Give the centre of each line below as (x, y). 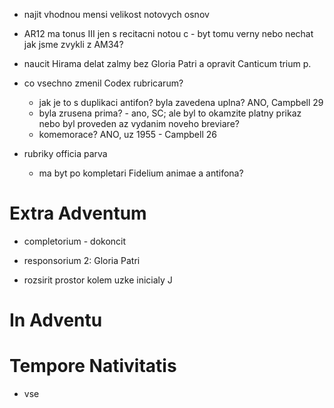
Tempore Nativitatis (93, 366)
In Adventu (56, 320)
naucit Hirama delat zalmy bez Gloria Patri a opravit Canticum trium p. (167, 63)
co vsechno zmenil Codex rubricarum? (103, 83)
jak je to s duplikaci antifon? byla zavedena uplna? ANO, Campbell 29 (181, 102)
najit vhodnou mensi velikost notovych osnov (116, 14)
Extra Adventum (78, 213)
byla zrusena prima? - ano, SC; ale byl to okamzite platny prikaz (170, 113)
